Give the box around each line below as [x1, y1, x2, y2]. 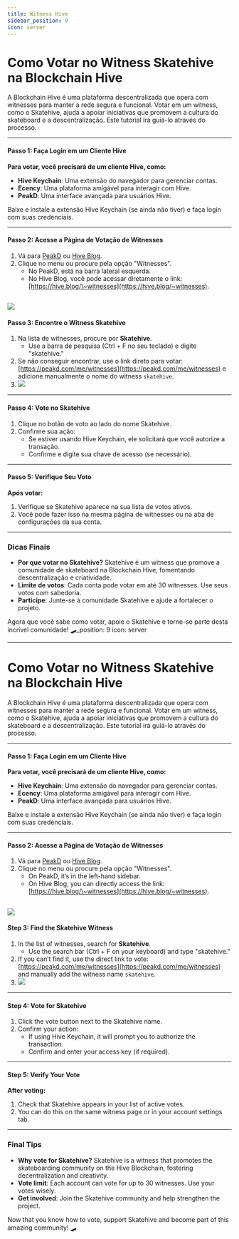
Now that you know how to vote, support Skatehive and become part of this [7, 1215, 229, 1223]
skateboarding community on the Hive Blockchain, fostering [17, 1163, 193, 1172]
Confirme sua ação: [17, 427, 76, 436]
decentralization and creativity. [17, 1171, 109, 1180]
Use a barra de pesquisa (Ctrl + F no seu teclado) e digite [28, 341, 197, 350]
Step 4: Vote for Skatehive [7, 1001, 87, 1009]
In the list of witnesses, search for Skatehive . [17, 939, 152, 948]
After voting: [7, 1086, 46, 1095]
